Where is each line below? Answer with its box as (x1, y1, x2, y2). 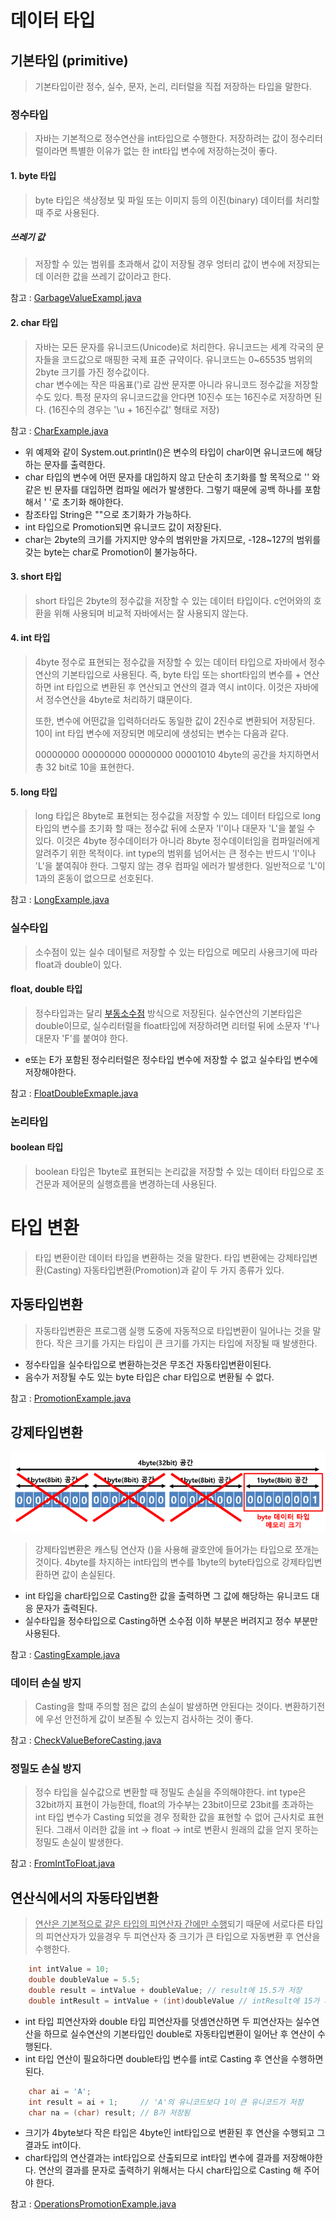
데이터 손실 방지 (10, 1676, 82, 1690)
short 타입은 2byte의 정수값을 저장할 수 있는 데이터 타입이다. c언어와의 (34, 594, 312, 606)
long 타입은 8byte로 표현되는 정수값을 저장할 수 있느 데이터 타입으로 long (34, 810, 322, 822)
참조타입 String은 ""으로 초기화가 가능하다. (24, 508, 192, 520)
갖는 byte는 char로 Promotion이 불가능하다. (24, 546, 198, 558)
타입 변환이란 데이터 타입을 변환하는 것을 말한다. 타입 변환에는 (34, 1251, 276, 1263)
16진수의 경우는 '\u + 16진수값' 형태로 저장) (51, 403, 220, 415)
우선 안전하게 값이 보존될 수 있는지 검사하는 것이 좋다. (45, 1713, 254, 1725)
